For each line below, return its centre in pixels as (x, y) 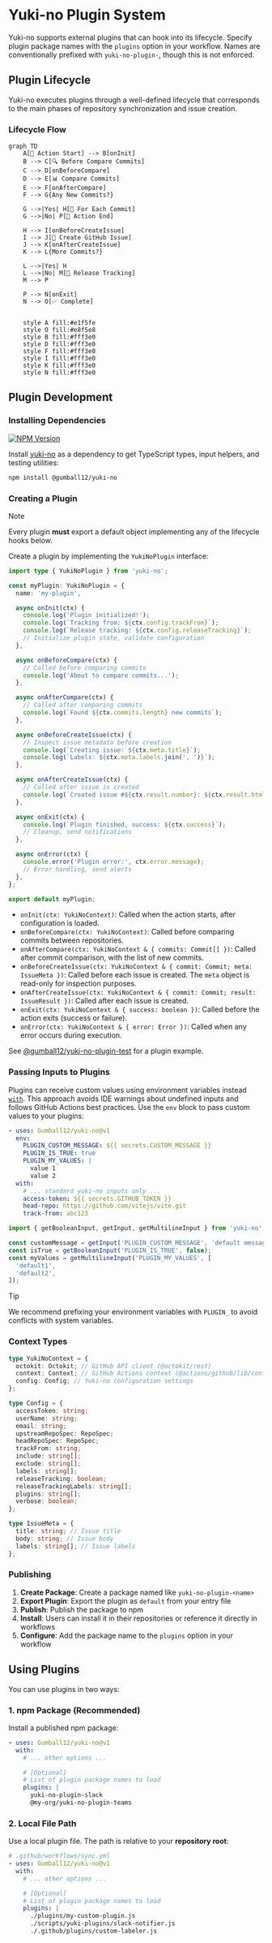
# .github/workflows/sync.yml (59, 1856)
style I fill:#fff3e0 (59, 359)
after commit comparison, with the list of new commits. (112, 958)
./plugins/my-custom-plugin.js (83, 1916)
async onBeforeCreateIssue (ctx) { (74, 735)
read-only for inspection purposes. (78, 983)
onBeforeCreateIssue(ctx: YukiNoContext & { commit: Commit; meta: (136, 967)
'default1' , (36, 1265)
